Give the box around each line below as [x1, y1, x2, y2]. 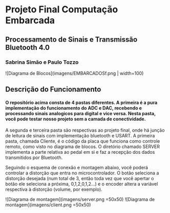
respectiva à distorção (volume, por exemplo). [5, 186, 102, 192]
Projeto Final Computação [5, 4, 118, 15]
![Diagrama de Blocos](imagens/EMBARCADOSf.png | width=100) [5, 70, 144, 76]
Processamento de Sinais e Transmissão [5, 35, 138, 44]
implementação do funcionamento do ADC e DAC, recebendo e [5, 104, 142, 111]
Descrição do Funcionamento [5, 85, 101, 94]
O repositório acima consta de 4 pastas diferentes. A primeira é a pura [5, 99, 158, 105]
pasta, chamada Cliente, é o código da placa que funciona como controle [5, 138, 160, 145]
